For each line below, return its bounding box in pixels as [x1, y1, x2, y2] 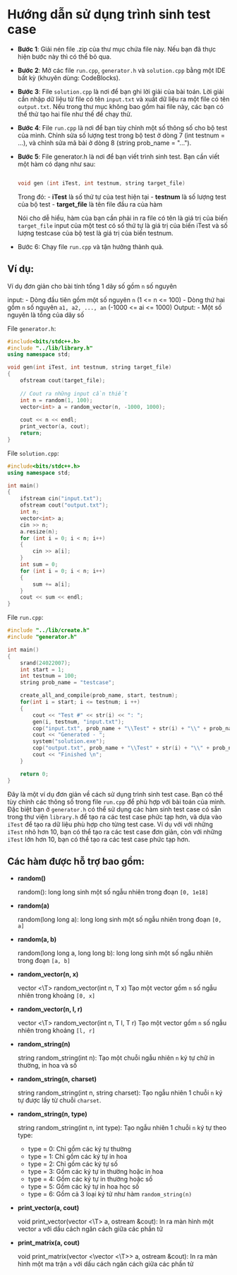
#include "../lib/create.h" [7, 627, 90, 634]
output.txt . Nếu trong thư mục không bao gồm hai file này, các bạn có [17, 102, 224, 110]
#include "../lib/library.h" [7, 345, 93, 352]
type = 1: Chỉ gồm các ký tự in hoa [28, 1153, 128, 1161]
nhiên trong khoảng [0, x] [17, 991, 96, 1000]
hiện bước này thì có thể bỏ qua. [17, 52, 111, 61]
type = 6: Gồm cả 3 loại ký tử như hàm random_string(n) [28, 1190, 193, 1199]
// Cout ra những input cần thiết [20, 390, 128, 397]
